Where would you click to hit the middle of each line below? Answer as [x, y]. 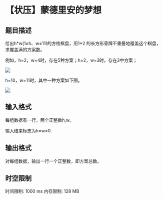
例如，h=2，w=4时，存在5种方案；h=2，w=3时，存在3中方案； [71, 60]
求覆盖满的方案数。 [25, 50]
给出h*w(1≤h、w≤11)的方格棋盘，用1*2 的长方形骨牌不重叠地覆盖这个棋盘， [83, 43]
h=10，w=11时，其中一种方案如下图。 [44, 80]
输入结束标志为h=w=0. [28, 130]
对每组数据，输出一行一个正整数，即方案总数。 [53, 161]
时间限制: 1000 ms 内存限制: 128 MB [42, 191]
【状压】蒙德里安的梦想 [53, 10]
